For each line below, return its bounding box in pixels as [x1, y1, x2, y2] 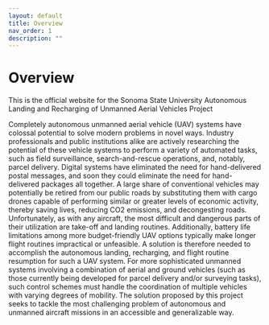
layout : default [8, 11, 63, 20]
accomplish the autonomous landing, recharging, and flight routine [8, 248, 230, 257]
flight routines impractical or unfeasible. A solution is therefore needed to [8, 239, 251, 249]
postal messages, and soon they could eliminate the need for [8, 171, 211, 181]
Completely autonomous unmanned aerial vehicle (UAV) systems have [8, 120, 242, 130]
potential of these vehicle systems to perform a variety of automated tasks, [8, 146, 258, 155]
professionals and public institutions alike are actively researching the [8, 137, 240, 146]
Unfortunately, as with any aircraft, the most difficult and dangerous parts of [8, 214, 261, 224]
